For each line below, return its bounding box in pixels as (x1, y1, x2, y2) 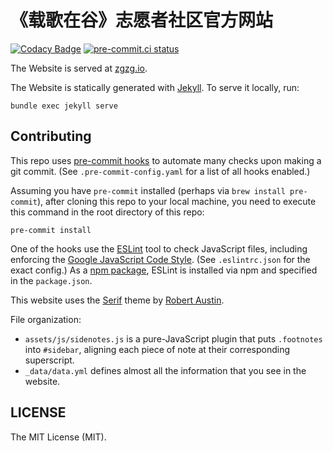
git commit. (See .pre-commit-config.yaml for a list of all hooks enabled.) (10, 165, 311, 177)
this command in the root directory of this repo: (10, 206, 205, 218)
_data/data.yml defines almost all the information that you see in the (24, 364, 307, 376)
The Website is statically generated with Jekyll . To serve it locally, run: (10, 81, 300, 93)
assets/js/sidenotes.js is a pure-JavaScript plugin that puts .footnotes (24, 332, 323, 345)
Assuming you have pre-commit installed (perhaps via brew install (10, 184, 286, 196)
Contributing (10, 128, 92, 145)
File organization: (10, 313, 82, 325)
